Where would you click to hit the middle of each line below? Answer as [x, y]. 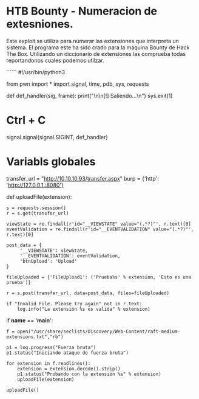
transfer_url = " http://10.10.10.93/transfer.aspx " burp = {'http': [83, 178]
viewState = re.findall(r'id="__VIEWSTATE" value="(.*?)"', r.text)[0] [99, 224]
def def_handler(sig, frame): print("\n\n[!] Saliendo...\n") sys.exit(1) [89, 95]
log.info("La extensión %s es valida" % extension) [84, 309]
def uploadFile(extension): [39, 196]
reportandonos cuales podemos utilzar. [55, 60]
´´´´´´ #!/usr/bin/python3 [36, 72]
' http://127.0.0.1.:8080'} [35, 185]
